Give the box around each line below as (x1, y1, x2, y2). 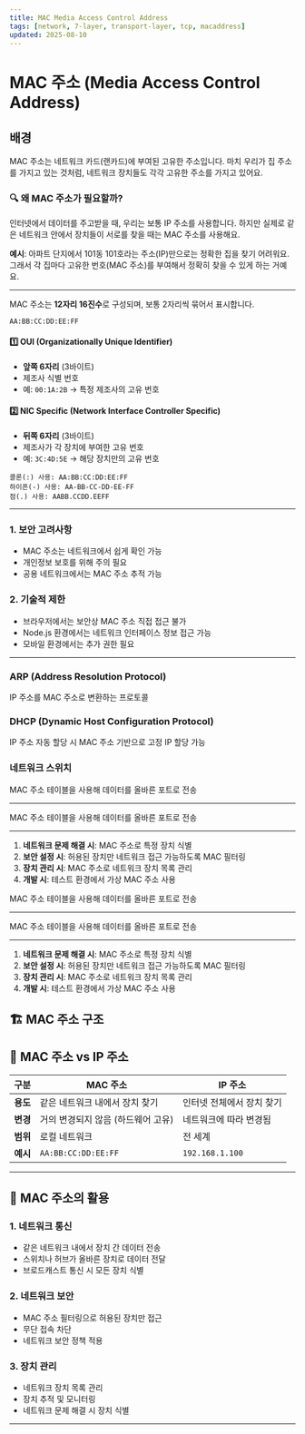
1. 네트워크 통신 (9, 1220, 73, 1233)
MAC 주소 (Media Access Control (9, 72, 261, 93)
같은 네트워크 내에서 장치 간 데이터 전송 (22, 1242, 162, 1253)
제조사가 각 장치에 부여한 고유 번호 (22, 442, 144, 453)
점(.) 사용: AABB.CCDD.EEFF (9, 492, 110, 502)
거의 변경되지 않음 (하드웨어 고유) (39, 1113, 174, 1125)
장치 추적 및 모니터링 (22, 1394, 96, 1405)
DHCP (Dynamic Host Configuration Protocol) (9, 714, 214, 727)
